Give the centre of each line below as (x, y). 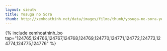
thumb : (12, 19)
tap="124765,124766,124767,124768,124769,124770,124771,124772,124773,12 (83, 38)
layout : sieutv (21, 10)
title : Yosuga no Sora (29, 14)
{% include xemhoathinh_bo (34, 33)
